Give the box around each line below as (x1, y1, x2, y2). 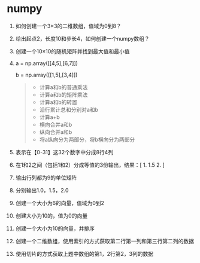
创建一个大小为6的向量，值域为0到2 (15, 199, 104, 206)
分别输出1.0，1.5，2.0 (15, 186, 69, 194)
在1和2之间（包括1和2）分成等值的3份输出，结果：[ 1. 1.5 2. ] (15, 161, 165, 169)
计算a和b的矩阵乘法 (39, 91, 88, 98)
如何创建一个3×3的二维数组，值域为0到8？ (15, 22, 122, 29)
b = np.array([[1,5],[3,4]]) (15, 71, 78, 78)
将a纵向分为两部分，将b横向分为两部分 (39, 136, 135, 143)
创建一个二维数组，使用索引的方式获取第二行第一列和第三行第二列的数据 (15, 237, 194, 244)
